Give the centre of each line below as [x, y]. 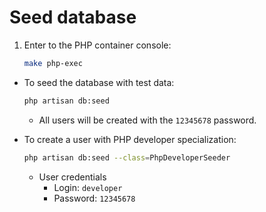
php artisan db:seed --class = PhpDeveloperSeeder [127, 157]
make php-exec [53, 63]
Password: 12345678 [94, 198]
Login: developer [88, 187]
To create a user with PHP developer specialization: [130, 139]
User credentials [72, 177]
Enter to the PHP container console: [97, 45]
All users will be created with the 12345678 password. [147, 120]
